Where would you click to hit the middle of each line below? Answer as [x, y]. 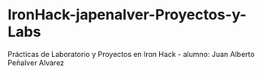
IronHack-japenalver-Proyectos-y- [127, 15]
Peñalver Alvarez [36, 63]
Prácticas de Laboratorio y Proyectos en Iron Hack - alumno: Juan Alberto [131, 54]
